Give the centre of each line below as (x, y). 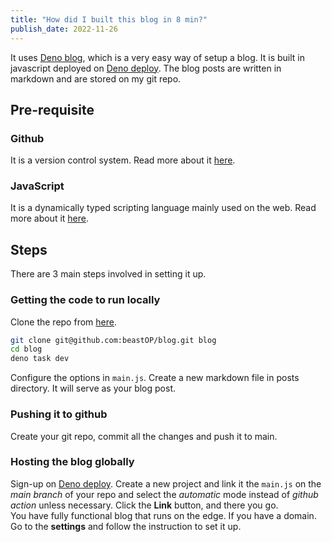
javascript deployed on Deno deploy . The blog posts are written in (146, 68)
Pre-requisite (52, 109)
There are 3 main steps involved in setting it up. (108, 274)
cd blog (26, 349)
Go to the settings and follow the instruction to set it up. (126, 526)
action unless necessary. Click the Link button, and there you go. (144, 505)
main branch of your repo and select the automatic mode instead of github (164, 494)
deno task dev (40, 359)
